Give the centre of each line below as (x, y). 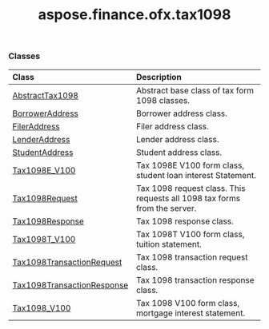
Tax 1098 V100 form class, (188, 303)
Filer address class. (173, 126)
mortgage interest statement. (191, 313)
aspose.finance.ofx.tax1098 (134, 15)
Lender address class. (177, 139)
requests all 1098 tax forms (188, 198)
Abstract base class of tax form (195, 90)
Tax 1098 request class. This (191, 188)
